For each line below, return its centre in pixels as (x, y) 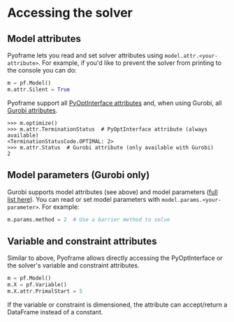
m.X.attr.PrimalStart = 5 (45, 291)
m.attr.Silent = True (39, 89)
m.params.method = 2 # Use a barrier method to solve (89, 219)
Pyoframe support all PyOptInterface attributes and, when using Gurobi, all (115, 103)
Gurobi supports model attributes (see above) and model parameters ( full (112, 192)
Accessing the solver (70, 13)
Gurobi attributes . (32, 110)
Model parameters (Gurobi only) (79, 175)
